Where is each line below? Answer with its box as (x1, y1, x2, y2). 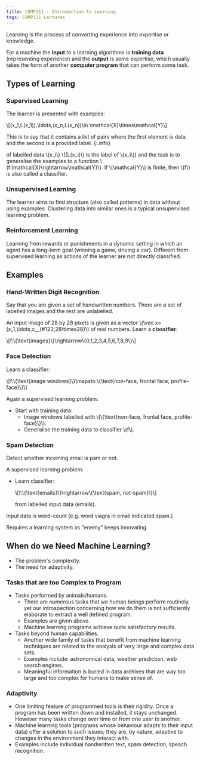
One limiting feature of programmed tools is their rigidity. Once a (14, 703, 174, 710)
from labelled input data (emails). (14, 501, 97, 508)
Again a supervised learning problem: (6, 395, 99, 402)
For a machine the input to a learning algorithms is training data (6, 48, 164, 56)
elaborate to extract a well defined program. (23, 611, 133, 618)
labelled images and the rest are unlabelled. (6, 308, 113, 315)
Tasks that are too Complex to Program (6, 578, 122, 586)
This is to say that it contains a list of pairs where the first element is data (6, 133, 186, 140)
